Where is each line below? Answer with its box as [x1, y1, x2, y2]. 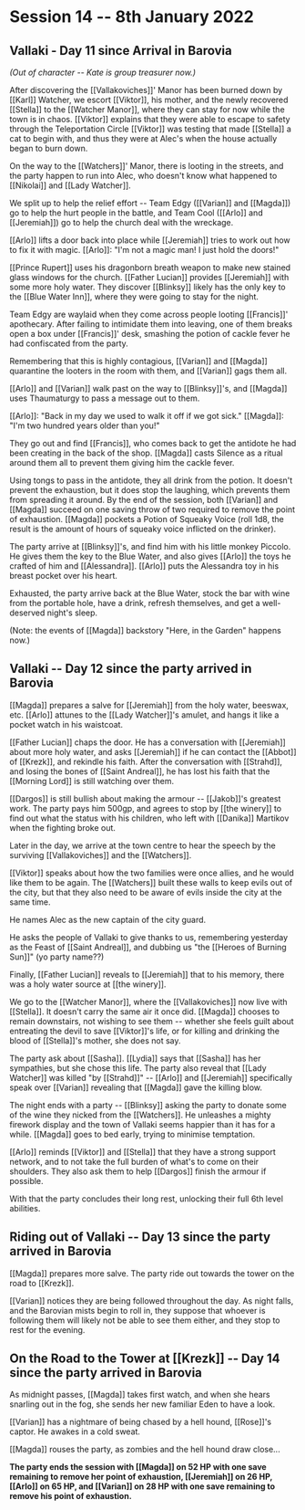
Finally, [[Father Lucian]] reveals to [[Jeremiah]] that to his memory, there [9, 969, 285, 980]
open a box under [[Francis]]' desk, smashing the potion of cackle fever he [9, 329, 290, 339]
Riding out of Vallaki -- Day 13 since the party [9, 1230, 271, 1245]
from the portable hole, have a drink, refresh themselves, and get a [9, 598, 261, 608]
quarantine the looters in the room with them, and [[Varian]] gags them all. [9, 365, 288, 376]
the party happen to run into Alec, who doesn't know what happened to [9, 171, 278, 181]
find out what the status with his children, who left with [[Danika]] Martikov [9, 813, 290, 823]
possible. [9, 1175, 44, 1186]
